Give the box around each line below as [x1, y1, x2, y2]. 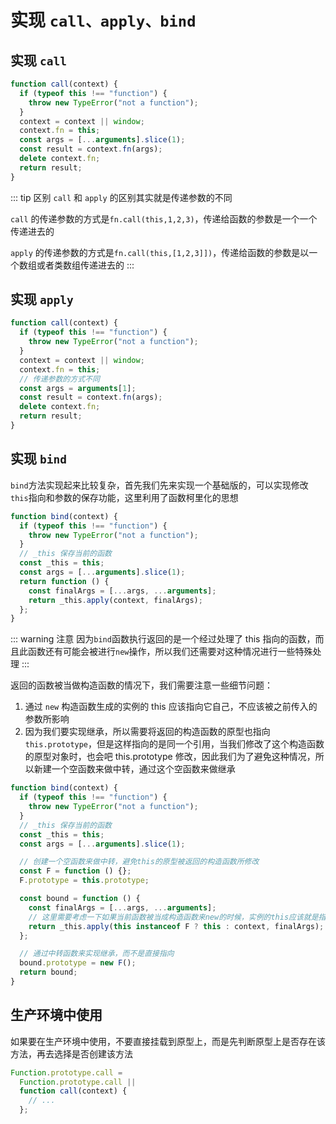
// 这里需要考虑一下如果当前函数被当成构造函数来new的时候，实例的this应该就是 [28, 912, 319, 922]
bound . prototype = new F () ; [19, 958, 137, 968]
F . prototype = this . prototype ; [19, 876, 150, 886]
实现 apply [10, 291, 74, 308]
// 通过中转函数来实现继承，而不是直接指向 [19, 949, 175, 959]
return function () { [19, 576, 110, 586]
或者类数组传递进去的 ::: [36, 259, 135, 271]
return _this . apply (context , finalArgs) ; [28, 595, 203, 605]
